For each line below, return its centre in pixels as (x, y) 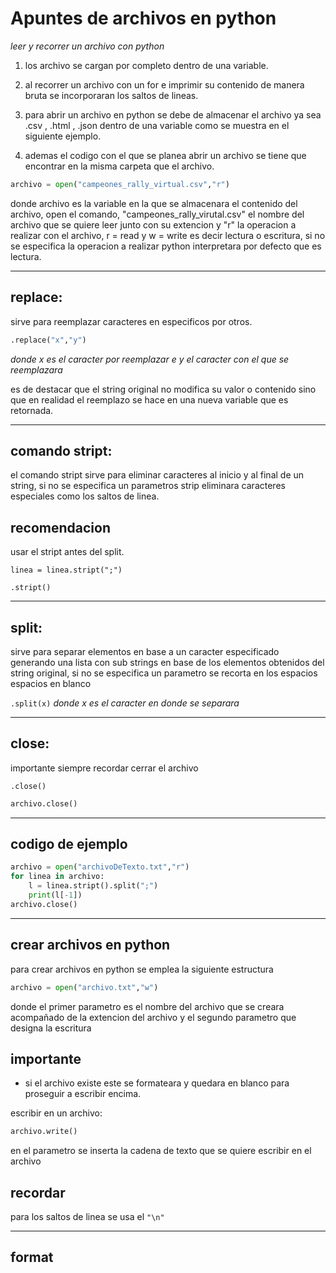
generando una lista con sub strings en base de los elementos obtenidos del (167, 662)
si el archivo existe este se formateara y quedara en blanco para (157, 1083)
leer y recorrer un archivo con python (87, 46)
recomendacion (60, 527)
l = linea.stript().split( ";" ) (93, 886)
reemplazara (36, 369)
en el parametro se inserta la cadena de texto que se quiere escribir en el (161, 1151)
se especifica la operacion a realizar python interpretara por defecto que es (166, 246)
